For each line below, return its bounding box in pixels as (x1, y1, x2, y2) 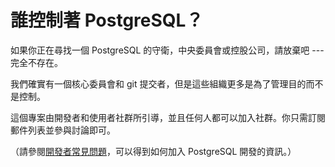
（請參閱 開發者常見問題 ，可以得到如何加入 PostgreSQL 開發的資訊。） (10, 145, 297, 157)
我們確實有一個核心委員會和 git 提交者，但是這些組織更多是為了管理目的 (10, 77, 307, 90)
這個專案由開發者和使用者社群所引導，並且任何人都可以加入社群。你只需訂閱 (10, 111, 326, 123)
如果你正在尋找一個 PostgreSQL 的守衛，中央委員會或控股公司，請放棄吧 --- (10, 44, 325, 56)
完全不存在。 (10, 56, 63, 68)
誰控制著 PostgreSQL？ (10, 9, 204, 32)
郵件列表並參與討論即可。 (10, 124, 116, 136)
